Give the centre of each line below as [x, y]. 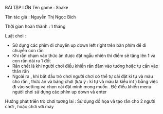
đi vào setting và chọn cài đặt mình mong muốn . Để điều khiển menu [82, 87]
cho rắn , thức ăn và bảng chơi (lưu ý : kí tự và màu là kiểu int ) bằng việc [85, 81]
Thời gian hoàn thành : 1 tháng [35, 26]
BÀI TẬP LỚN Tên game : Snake [37, 8]
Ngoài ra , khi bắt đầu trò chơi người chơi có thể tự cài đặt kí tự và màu [82, 76]
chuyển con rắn [28, 50]
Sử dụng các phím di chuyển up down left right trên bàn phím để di [79, 45]
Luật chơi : [16, 36]
